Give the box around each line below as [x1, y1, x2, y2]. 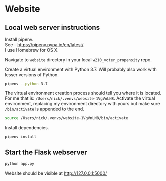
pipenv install [5, 134, 37, 139]
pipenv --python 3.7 [5, 81, 48, 86]
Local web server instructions [5, 23, 100, 32]
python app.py [5, 161, 35, 166]
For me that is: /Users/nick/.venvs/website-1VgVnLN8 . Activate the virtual [5, 95, 155, 101]
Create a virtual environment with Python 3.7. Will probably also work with [5, 66, 157, 72]
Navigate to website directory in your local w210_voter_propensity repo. [5, 57, 152, 63]
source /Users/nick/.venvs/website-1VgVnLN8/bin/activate [5, 115, 128, 120]
